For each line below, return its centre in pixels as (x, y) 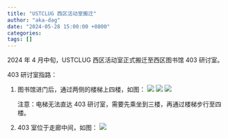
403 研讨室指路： (32, 75)
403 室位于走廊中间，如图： (58, 128)
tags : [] (20, 40)
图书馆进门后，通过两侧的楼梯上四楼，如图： (81, 89)
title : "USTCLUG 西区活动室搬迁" (52, 14)
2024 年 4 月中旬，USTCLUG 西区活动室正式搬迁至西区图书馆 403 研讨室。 (115, 60)
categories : (24, 33)
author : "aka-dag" (34, 20)
